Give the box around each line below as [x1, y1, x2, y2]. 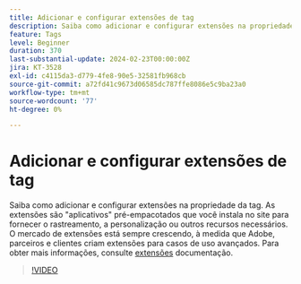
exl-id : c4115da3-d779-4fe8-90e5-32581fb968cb [9, 72, 186, 81]
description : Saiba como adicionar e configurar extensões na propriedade [9, 22, 295, 30]
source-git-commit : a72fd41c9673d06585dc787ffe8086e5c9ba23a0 [9, 80, 246, 89]
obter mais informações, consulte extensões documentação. [9, 247, 234, 258]
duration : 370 [9, 47, 63, 56]
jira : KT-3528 [9, 64, 63, 73]
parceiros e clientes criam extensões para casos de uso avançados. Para [9, 238, 279, 249]
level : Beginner [9, 38, 70, 47]
